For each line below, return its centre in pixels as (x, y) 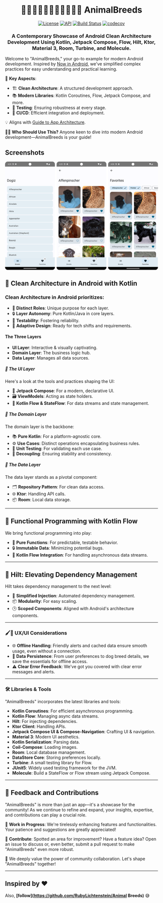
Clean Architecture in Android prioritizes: (55, 297)
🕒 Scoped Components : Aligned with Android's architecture (73, 609)
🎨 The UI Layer (20, 369)
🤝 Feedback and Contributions (52, 793)
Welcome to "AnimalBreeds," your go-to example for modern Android (74, 59)
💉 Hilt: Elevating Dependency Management (71, 574)
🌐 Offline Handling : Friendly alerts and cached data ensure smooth (80, 645)
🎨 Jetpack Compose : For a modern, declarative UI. (63, 391)
